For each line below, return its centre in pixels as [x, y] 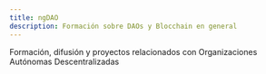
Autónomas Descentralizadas [64, 61]
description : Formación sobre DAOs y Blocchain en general [123, 26]
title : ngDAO [34, 18]
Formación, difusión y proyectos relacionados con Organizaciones [133, 51]
